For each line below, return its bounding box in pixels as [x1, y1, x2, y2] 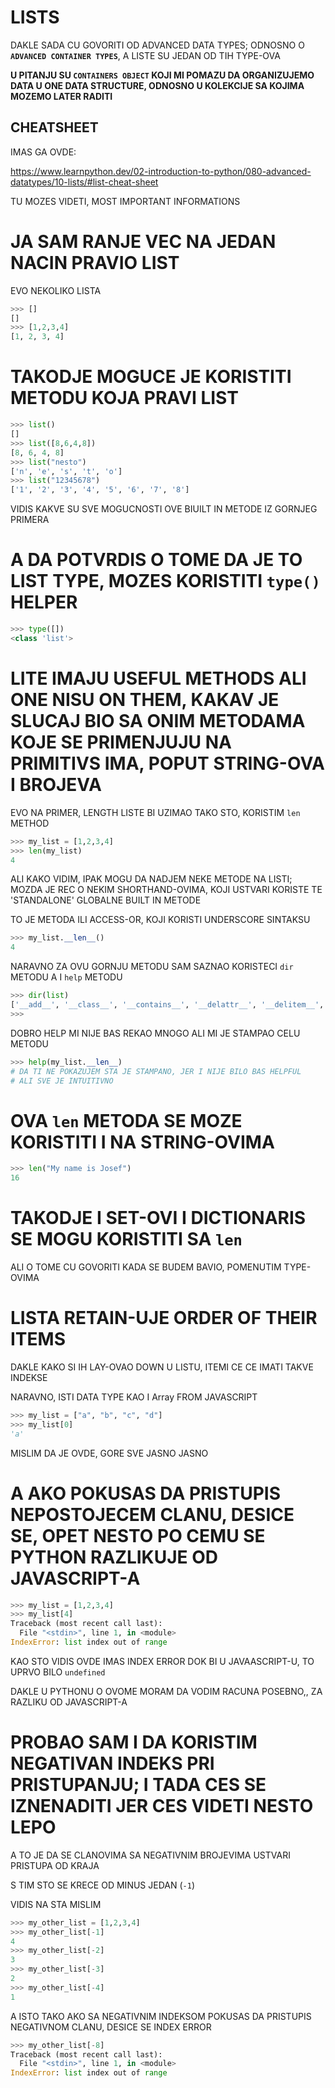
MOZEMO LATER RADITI [10, 90, 113, 102]
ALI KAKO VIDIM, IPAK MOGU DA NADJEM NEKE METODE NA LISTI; [10, 873, 293, 885]
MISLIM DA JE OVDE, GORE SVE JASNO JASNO [10, 1447, 209, 1459]
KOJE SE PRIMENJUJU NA [10, 731, 232, 753]
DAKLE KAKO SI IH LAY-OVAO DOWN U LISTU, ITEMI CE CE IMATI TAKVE [10, 1361, 314, 1373]
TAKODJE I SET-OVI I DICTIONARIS [10, 1207, 307, 1230]
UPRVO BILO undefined [10, 1666, 106, 1678]
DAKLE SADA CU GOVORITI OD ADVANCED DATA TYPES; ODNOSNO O [10, 39, 305, 51]
